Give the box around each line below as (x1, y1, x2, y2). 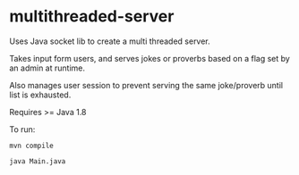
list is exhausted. (9, 89, 72, 100)
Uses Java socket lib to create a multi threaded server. (9, 36, 210, 46)
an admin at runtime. (9, 62, 85, 73)
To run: (9, 123, 36, 135)
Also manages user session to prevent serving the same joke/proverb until (9, 79, 284, 90)
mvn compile (9, 141, 54, 150)
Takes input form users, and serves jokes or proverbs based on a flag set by (9, 53, 291, 63)
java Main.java (9, 156, 66, 166)
